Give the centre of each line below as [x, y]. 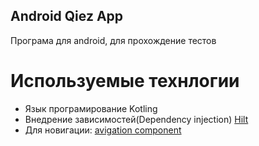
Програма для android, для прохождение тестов [113, 40]
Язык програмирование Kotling [91, 108]
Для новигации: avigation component [103, 130]
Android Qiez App [67, 16]
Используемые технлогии [125, 81]
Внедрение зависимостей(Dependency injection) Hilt [136, 119]
